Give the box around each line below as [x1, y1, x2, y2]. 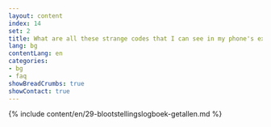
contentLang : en [8, 49, 63, 57]
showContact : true [8, 87, 70, 95]
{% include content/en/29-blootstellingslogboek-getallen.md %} [8, 109, 223, 119]
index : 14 [8, 19, 42, 28]
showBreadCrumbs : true [8, 79, 85, 87]
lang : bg [8, 42, 38, 50]
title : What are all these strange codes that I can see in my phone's [8, 34, 254, 43]
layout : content [8, 11, 63, 20]
